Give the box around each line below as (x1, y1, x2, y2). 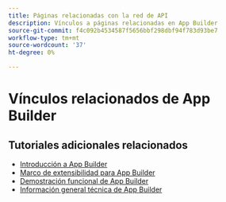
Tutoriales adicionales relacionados (8, 138, 189, 152)
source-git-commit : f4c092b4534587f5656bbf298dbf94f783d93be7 (8, 26, 218, 34)
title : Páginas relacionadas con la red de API (8, 11, 169, 20)
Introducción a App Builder (19, 160, 108, 169)
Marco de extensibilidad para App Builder (19, 168, 156, 177)
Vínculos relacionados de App (8, 90, 211, 108)
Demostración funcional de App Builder (19, 177, 149, 185)
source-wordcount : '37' (8, 41, 87, 49)
